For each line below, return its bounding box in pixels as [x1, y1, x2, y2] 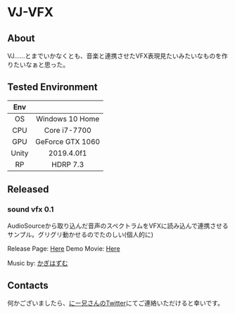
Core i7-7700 [44, 125, 91, 135]
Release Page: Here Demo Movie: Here [7, 244, 121, 253]
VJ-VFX [7, 4, 54, 20]
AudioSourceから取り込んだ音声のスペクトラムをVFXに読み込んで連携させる [7, 221, 229, 230]
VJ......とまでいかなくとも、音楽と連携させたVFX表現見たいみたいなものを [7, 52, 222, 60]
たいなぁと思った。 [13, 60, 69, 69]
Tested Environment [7, 81, 99, 93]
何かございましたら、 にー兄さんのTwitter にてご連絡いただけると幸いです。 [7, 299, 224, 308]
